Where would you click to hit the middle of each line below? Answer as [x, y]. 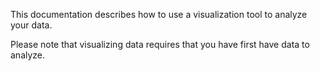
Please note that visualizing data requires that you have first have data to [160, 44]
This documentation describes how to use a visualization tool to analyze [159, 14]
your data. [31, 25]
